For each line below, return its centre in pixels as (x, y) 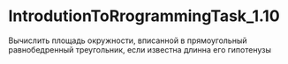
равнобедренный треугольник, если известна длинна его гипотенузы (140, 49)
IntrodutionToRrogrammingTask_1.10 (144, 16)
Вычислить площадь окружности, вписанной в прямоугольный (128, 40)
